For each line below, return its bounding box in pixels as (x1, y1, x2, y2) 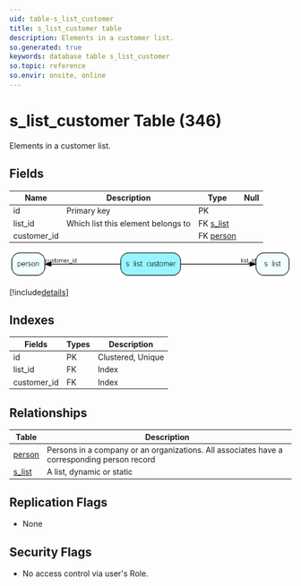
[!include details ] (9, 286, 69, 297)
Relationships (9, 405, 88, 420)
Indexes (9, 313, 56, 328)
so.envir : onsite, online (9, 72, 106, 81)
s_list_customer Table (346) (9, 111, 222, 132)
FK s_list (198, 217, 229, 228)
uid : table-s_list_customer (9, 14, 115, 23)
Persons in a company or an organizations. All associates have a (47, 444, 284, 455)
